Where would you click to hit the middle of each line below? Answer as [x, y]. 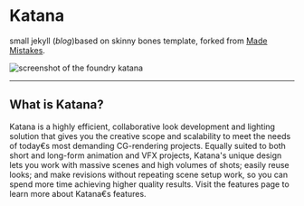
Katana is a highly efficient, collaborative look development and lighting [142, 126]
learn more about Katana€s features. [78, 193]
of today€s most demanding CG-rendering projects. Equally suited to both [148, 145]
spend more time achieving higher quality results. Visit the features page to [149, 184]
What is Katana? [57, 105]
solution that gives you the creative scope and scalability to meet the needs [150, 136]
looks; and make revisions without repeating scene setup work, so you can [148, 174]
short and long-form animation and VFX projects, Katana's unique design [146, 155]
